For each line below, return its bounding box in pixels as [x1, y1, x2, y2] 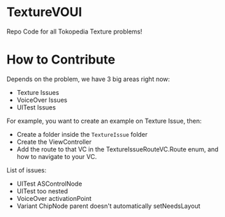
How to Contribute [6, 52, 116, 68]
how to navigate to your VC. [16, 152, 97, 160]
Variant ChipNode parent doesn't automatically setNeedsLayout [16, 202, 201, 210]
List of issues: [6, 165, 47, 174]
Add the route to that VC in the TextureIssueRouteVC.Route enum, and [16, 144, 219, 154]
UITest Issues [16, 103, 57, 112]
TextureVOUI [6, 4, 82, 20]
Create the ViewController [16, 137, 92, 146]
